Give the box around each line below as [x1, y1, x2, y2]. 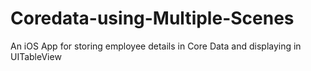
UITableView [10, 50, 62, 62]
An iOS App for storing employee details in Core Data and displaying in [10, 40, 302, 52]
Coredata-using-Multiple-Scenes [10, 7, 295, 30]
